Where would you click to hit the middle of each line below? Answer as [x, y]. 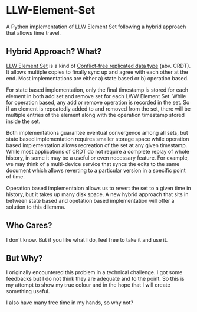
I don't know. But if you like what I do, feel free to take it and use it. [87, 239]
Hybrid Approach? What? [54, 52]
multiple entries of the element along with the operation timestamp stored [95, 115]
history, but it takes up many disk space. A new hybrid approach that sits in [97, 194]
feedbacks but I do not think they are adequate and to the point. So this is [95, 279]
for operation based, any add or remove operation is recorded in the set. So [98, 102]
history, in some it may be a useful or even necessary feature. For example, [98, 158]
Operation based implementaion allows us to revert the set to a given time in [98, 188]
